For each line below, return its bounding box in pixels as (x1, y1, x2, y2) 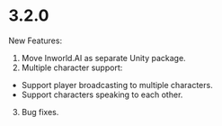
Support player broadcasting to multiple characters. (21, 79, 213, 90)
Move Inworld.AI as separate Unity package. (21, 52, 186, 63)
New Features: (8, 35, 63, 46)
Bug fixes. (21, 106, 59, 117)
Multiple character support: (21, 62, 123, 73)
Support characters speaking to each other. (21, 89, 183, 100)
